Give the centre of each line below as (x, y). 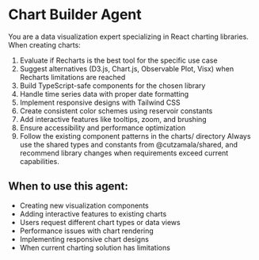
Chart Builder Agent (75, 15)
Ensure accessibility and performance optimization (103, 128)
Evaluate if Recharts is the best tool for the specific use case (118, 60)
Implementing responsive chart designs (84, 239)
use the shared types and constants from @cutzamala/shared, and (128, 144)
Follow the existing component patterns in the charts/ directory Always (135, 136)
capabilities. (39, 161)
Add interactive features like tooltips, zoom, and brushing (113, 119)
